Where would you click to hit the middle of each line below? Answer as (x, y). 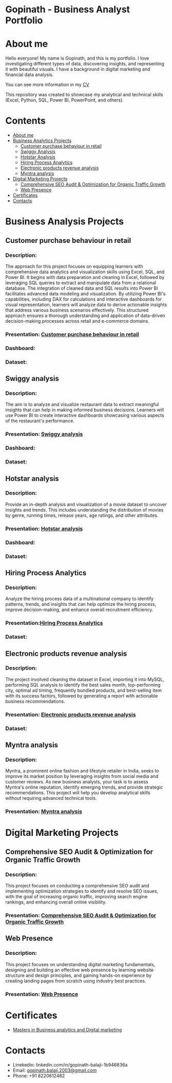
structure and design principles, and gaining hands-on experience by (79, 975)
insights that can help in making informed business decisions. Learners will (85, 410)
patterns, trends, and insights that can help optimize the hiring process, (81, 604)
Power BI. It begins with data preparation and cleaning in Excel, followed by (85, 277)
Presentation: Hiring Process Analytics (54, 623)
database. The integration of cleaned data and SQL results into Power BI (82, 288)
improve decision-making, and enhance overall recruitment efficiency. (79, 610)
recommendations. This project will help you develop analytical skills (78, 793)
